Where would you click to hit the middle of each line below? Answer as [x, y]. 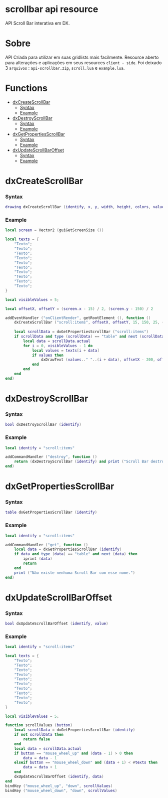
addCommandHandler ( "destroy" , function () [51, 457]
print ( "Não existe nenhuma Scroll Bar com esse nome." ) [75, 573]
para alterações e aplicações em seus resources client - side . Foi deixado [83, 62]
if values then [48, 355]
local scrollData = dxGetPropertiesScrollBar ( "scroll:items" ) [81, 332]
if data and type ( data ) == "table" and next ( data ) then [76, 554]
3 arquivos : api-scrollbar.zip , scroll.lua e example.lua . [65, 68]
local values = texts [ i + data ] [65, 350]
